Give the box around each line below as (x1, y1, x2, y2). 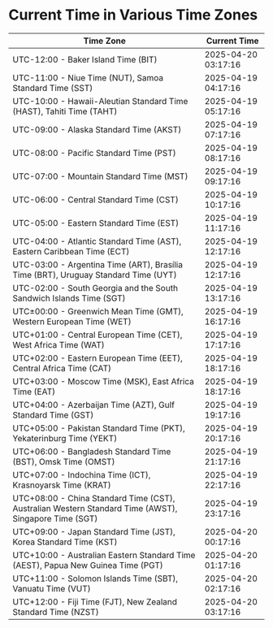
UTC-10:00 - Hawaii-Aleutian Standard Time (12, 95, 188, 106)
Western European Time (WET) (12, 315, 132, 327)
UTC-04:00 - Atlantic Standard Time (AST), (12, 236, 182, 247)
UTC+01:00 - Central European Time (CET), (12, 329, 183, 340)
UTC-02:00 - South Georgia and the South (12, 282, 179, 293)
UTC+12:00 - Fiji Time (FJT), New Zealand (12, 596, 177, 607)
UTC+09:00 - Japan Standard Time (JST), (12, 526, 176, 537)
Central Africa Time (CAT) (12, 362, 112, 374)
